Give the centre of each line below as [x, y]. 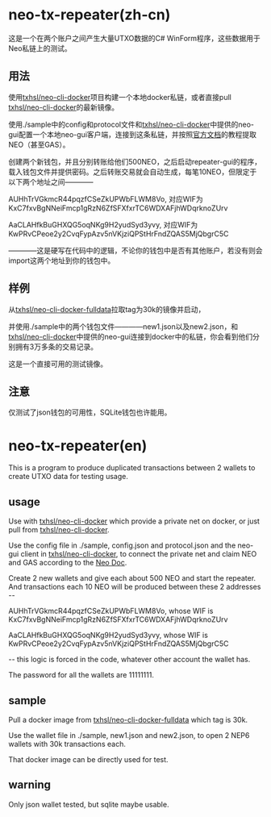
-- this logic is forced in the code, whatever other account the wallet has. [129, 660]
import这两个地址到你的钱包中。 [62, 261]
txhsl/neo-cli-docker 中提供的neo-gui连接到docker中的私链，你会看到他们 [130, 336]
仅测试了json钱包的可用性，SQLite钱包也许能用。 [90, 412]
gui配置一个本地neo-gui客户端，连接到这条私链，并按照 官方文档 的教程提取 [132, 134]
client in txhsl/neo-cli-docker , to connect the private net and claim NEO [139, 554]
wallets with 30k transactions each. [67, 744]
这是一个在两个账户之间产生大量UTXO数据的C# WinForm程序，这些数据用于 [134, 38]
